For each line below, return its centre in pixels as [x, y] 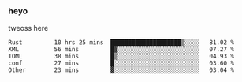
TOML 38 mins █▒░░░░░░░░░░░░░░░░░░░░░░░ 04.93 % [121, 57]
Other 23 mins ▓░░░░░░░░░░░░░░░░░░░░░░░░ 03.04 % [121, 70]
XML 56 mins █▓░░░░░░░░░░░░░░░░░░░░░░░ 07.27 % [121, 50]
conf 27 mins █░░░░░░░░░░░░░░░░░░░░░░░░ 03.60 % [121, 63]
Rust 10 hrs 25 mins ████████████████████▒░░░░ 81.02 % [121, 43]
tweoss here [28, 28]
